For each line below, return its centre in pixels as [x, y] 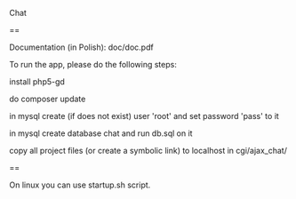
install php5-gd [37, 82]
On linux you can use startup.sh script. [80, 185]
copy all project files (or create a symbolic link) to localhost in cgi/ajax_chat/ [148, 151]
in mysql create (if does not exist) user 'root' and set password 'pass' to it [144, 116]
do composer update [48, 99]
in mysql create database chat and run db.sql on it [101, 133]
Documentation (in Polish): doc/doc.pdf [81, 47]
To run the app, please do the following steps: [93, 64]
